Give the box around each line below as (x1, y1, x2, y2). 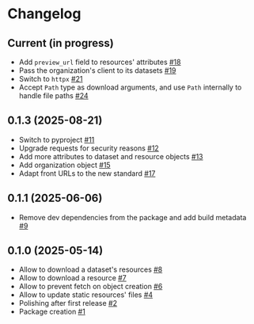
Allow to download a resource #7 (18, 273, 127, 283)
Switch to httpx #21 (18, 74, 83, 83)
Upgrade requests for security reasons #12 (18, 143, 159, 153)
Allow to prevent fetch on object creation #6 (18, 282, 163, 292)
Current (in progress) (7, 36, 114, 50)
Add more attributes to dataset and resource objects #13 (18, 151, 203, 161)
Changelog (7, 5, 82, 23)
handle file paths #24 (18, 91, 89, 100)
